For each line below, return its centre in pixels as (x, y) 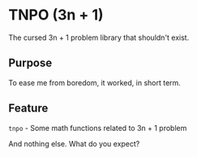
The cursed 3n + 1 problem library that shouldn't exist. (99, 37)
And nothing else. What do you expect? (74, 143)
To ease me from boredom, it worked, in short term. (94, 82)
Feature (28, 109)
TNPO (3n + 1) (56, 15)
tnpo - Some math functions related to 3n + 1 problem (98, 128)
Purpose (30, 63)
